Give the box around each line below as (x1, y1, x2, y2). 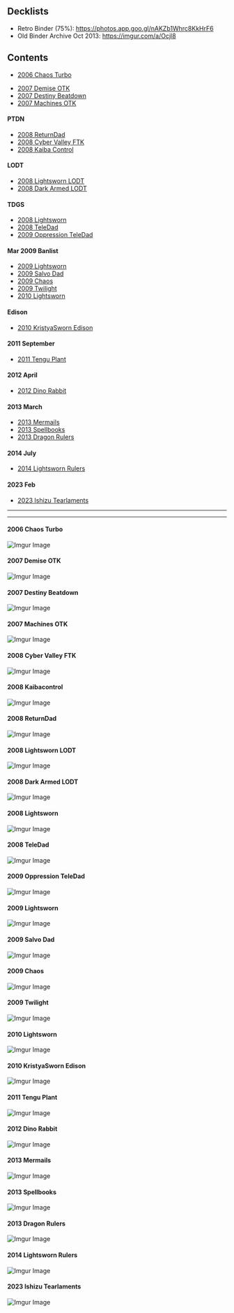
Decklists (7, 6, 49, 17)
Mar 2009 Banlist (7, 246, 58, 254)
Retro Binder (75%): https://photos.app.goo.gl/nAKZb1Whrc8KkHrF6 (17, 24, 214, 32)
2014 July (7, 449, 37, 457)
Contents (7, 52, 49, 64)
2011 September (7, 339, 55, 348)
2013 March (7, 402, 43, 411)
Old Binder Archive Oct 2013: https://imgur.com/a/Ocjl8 (17, 31, 176, 40)
